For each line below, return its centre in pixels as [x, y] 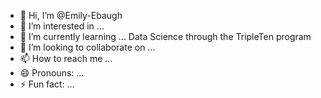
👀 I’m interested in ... [62, 26]
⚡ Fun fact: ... [47, 84]
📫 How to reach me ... [66, 58]
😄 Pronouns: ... [52, 73]
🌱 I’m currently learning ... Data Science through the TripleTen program [165, 36]
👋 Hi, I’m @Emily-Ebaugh [71, 15]
